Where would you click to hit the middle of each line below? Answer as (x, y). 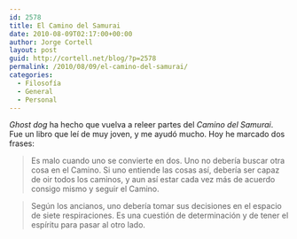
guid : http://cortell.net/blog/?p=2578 (83, 58)
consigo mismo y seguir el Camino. (95, 189)
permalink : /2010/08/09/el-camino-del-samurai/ (99, 67)
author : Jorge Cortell (51, 42)
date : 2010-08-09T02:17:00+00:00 (71, 34)
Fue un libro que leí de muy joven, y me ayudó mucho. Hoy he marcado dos (147, 135)
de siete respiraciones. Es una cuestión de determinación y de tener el (160, 216)
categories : (31, 75)
